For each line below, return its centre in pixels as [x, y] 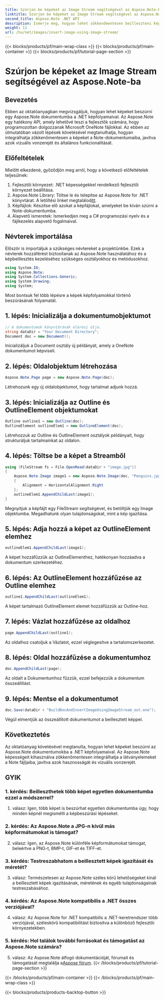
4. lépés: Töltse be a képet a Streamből [65, 456]
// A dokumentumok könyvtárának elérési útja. [53, 327]
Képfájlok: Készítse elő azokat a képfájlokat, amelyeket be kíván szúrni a [85, 205]
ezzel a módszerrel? [29, 798]
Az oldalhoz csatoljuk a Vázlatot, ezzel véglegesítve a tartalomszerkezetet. [80, 642]
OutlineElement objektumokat [51, 410]
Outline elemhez [31, 585]
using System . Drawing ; [28, 281]
